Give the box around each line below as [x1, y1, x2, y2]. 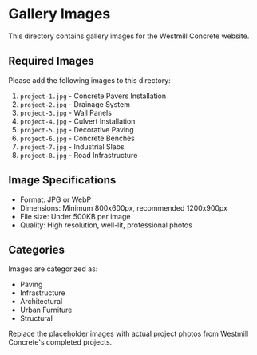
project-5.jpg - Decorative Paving [19, 124, 134, 134]
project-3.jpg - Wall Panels [19, 108, 112, 117]
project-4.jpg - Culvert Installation [19, 116, 136, 126]
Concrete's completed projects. [8, 337, 113, 347]
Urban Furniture [19, 305, 73, 315]
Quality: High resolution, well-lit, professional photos [19, 220, 193, 230]
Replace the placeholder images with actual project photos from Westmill [8, 329, 249, 339]
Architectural [19, 297, 63, 306]
